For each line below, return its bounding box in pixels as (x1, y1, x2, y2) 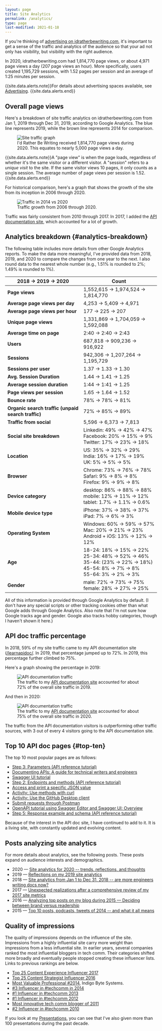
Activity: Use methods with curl (12, 790, 75, 796)
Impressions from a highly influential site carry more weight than (5, 940, 133, 946)
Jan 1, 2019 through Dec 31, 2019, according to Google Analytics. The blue (5, 120, 153, 126)
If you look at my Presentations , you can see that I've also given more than (5, 1015, 153, 1021)
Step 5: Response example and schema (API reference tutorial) (12, 810, 137, 816)
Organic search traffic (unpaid (7, 404, 79, 411)
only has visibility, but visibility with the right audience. (5, 49, 113, 55)
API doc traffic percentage (5, 632, 86, 640)
